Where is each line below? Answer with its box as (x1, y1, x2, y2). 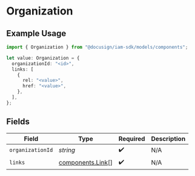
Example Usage (6, 28, 67, 39)
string (58, 146, 76, 154)
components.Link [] (58, 159, 113, 167)
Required (118, 134, 145, 143)
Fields (6, 116, 30, 127)
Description (151, 134, 186, 143)
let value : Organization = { (6, 55, 80, 61)
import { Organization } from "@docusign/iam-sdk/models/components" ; (6, 44, 188, 50)
